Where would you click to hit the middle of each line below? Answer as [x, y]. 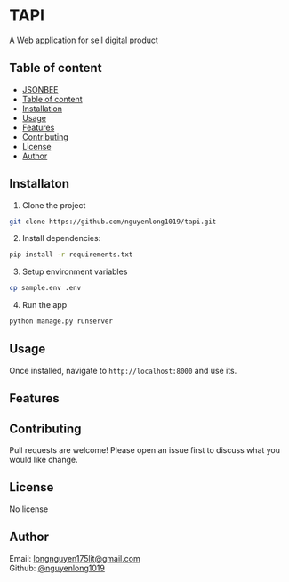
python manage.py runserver [61, 321]
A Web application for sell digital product [84, 40]
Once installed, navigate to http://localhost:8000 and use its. [123, 370]
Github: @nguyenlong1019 [57, 568]
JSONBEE [40, 89]
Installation [42, 109]
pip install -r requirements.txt [71, 255]
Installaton [39, 184]
